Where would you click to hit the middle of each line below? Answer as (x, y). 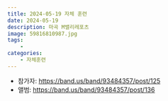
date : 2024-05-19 (33, 20)
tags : (15, 40)
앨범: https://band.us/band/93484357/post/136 (86, 90)
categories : (25, 54)
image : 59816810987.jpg (43, 34)
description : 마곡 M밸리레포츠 (48, 27)
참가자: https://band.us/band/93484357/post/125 (89, 81)
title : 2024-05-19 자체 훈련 (47, 14)
